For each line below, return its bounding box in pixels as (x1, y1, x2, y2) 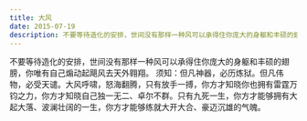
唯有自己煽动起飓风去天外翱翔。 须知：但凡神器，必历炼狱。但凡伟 (33, 67, 284, 78)
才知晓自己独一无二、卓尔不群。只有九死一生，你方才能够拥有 (57, 90, 290, 101)
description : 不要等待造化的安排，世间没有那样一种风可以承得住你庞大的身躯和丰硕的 (9, 30, 294, 39)
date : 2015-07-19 (9, 22, 76, 31)
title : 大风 (9, 13, 52, 23)
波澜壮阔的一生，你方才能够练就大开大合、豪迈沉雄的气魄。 (40, 102, 266, 113)
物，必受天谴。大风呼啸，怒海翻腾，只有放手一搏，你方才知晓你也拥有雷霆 (9, 79, 290, 90)
